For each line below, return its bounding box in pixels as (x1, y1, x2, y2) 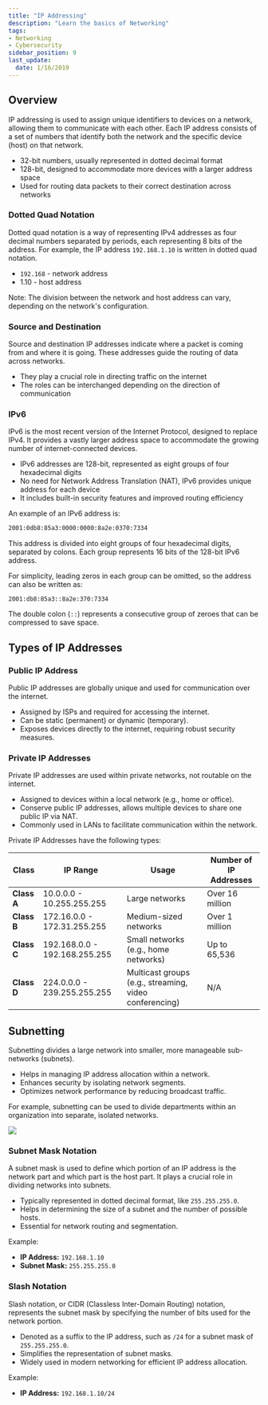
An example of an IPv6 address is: (8, 509, 121, 518)
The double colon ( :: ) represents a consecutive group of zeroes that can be (8, 609, 259, 619)
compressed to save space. (8, 617, 100, 628)
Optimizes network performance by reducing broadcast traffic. (19, 1087, 227, 1096)
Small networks (126, 934, 185, 945)
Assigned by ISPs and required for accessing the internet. (19, 707, 210, 716)
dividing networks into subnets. (8, 1180, 112, 1190)
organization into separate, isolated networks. (8, 1111, 159, 1120)
